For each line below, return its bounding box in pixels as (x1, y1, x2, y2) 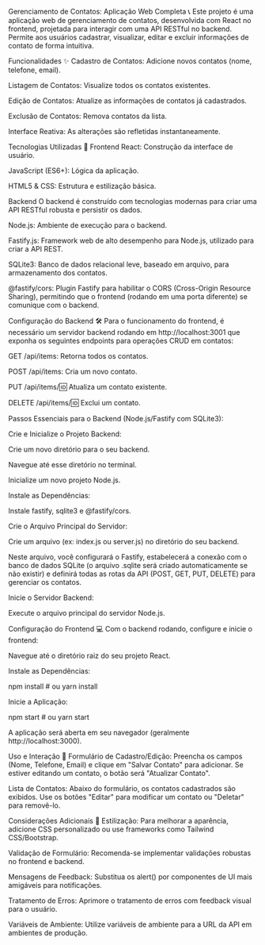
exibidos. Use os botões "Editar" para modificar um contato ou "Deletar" (8, 793, 244, 801)
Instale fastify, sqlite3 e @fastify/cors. (8, 506, 132, 515)
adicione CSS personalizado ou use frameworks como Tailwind (8, 824, 214, 834)
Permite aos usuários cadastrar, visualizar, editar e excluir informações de (8, 33, 249, 42)
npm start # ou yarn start (8, 713, 89, 721)
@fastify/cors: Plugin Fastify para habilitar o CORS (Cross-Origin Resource (8, 283, 252, 293)
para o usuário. (8, 905, 58, 913)
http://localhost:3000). (8, 736, 82, 745)
